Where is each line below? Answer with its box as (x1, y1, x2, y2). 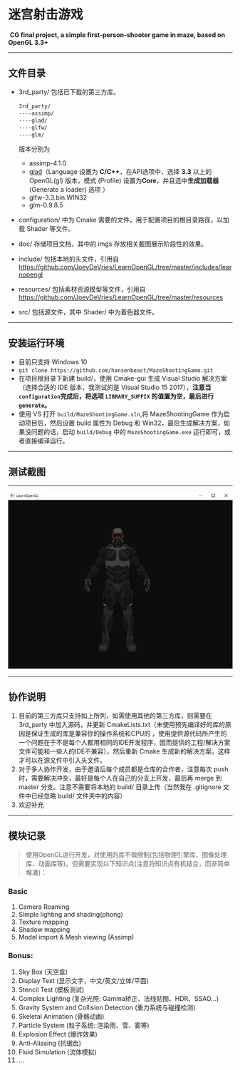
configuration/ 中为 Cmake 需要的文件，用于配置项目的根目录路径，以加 (18, 215, 230, 224)
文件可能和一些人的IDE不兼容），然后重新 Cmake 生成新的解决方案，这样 (18, 746, 231, 756)
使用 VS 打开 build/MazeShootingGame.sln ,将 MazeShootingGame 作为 (18, 409, 224, 418)
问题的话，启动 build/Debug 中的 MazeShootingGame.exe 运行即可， (31, 427, 225, 436)
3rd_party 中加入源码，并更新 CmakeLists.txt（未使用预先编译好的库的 (18, 720, 226, 729)
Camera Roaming (18, 902, 70, 911)
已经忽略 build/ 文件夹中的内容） (31, 791, 127, 800)
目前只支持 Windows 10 (18, 357, 88, 366)
